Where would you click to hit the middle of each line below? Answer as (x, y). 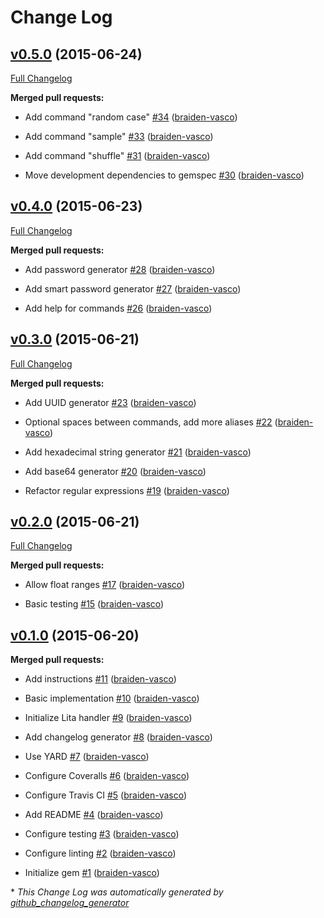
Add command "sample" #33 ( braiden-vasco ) (119, 136)
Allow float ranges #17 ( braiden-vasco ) (105, 585)
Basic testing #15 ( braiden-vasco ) (94, 604)
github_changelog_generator (70, 903)
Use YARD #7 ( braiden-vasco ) (87, 757)
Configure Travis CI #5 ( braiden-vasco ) (106, 795)
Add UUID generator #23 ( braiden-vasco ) (110, 402)
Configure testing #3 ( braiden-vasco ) (102, 834)
